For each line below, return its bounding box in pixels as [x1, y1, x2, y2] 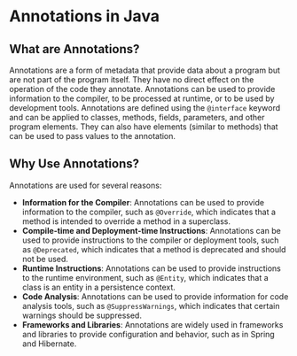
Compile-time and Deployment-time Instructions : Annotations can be [21, 225, 281, 236]
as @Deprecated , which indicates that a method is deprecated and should [21, 244, 286, 254]
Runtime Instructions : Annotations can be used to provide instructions [21, 263, 282, 274]
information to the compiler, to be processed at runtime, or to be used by [9, 93, 275, 104]
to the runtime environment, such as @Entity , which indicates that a [21, 272, 269, 282]
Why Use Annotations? [9, 157, 140, 172]
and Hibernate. [21, 338, 77, 349]
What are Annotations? [9, 42, 140, 57]
